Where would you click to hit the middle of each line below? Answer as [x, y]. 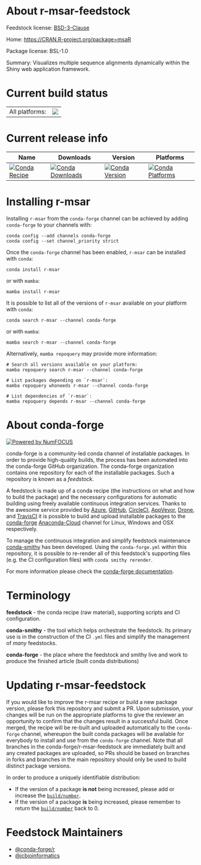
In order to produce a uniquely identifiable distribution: [73, 777]
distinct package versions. [39, 766]
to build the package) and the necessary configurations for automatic [92, 497]
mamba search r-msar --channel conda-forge [61, 342]
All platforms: [28, 111]
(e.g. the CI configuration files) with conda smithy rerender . [79, 559]
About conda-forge [55, 425]
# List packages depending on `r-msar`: [57, 380]
